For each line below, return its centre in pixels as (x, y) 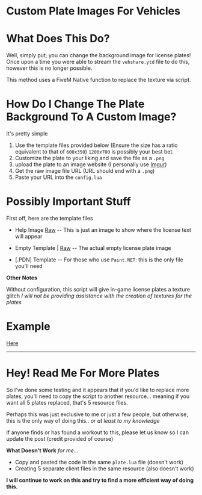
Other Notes (22, 278)
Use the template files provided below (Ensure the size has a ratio (96, 145)
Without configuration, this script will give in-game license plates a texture (98, 289)
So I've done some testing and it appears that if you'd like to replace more (98, 390)
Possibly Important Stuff (69, 201)
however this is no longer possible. (49, 68)
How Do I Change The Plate (75, 104)
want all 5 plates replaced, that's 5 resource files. (67, 402)
